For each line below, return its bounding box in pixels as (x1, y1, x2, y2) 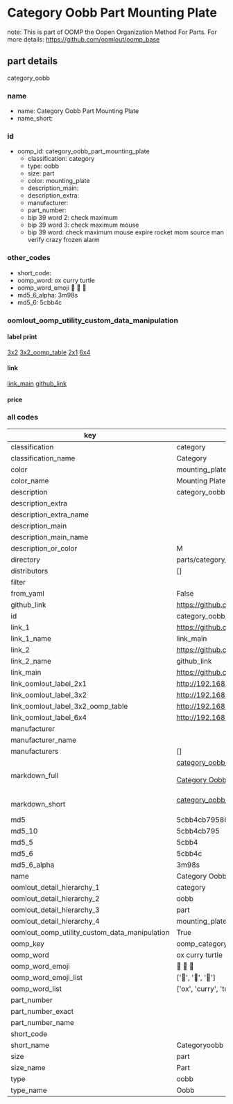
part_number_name (10, 1017, 74, 1027)
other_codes (7, 253, 51, 263)
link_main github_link (7, 379, 67, 388)
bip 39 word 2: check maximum (27, 214, 119, 222)
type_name (10, 1085, 47, 1095)
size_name (10, 1062, 46, 1072)
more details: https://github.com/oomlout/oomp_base (7, 35, 160, 43)
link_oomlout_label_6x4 (10, 712, 87, 722)
